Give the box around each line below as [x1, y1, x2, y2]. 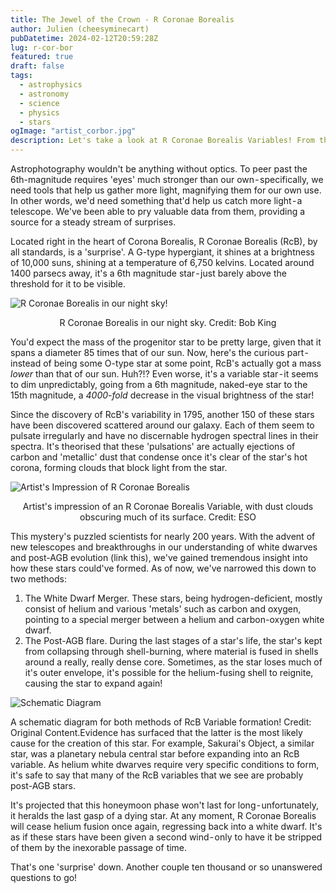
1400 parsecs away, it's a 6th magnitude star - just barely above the [10, 267, 287, 279]
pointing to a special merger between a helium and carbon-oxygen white [24, 614, 325, 625]
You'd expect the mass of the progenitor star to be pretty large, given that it [10, 336, 322, 348]
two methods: [10, 573, 67, 585]
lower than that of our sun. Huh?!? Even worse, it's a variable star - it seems [10, 368, 319, 380]
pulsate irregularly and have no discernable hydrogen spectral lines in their [10, 430, 319, 441]
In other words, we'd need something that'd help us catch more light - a [10, 195, 303, 206]
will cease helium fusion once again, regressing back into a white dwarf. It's [10, 821, 323, 832]
